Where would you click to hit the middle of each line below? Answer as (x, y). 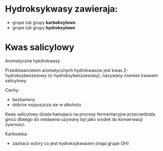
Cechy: (12, 90)
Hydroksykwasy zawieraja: (62, 9)
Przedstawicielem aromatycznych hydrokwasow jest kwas (64, 70)
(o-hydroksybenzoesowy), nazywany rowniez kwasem (103, 75)
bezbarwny (23, 99)
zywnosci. (15, 124)
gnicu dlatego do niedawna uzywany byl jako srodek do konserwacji (74, 119)
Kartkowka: (16, 134)
